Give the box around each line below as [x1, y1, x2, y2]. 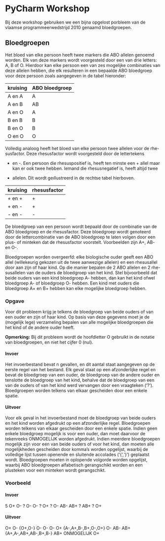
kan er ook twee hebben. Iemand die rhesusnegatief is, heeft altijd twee [12, 165, 158, 171]
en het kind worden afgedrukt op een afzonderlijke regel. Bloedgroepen [5, 420, 151, 426]
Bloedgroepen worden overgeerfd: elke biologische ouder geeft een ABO [5, 254, 154, 260]
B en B [7, 117, 23, 124]
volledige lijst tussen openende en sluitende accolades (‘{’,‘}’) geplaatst [5, 451, 150, 458]
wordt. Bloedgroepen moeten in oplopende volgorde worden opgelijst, [5, 457, 148, 463]
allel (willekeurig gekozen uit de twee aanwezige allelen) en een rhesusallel [5, 259, 158, 265]
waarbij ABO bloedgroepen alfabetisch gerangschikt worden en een [5, 462, 143, 468]
